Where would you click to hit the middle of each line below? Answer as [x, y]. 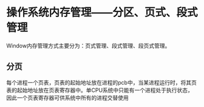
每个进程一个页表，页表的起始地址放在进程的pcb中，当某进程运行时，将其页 [102, 82]
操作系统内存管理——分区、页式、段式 [102, 12]
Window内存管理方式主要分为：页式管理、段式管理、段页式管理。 [88, 46]
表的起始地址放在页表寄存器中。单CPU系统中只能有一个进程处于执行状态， [100, 90]
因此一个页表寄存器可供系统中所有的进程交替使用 [67, 97]
